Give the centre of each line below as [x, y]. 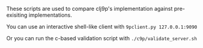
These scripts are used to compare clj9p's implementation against [90, 9]
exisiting [17, 15]
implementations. [50, 15]
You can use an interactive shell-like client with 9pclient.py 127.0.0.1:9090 [102, 27]
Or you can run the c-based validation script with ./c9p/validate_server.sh [102, 38]
